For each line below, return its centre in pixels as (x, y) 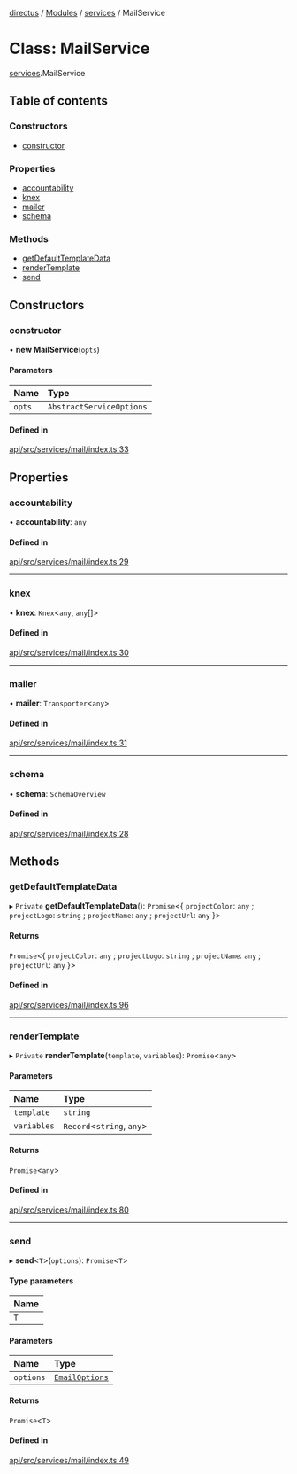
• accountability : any (48, 522)
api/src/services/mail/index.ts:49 (69, 1460)
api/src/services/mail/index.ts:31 (69, 743)
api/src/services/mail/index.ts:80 (69, 1210)
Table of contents (58, 101)
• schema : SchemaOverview (57, 793)
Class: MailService (80, 49)
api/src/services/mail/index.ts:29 (69, 562)
